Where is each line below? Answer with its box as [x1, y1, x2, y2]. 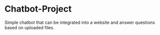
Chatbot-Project [4, 3, 72, 15]
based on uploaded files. [4, 24, 55, 30]
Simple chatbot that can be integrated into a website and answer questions [4, 19, 155, 25]
